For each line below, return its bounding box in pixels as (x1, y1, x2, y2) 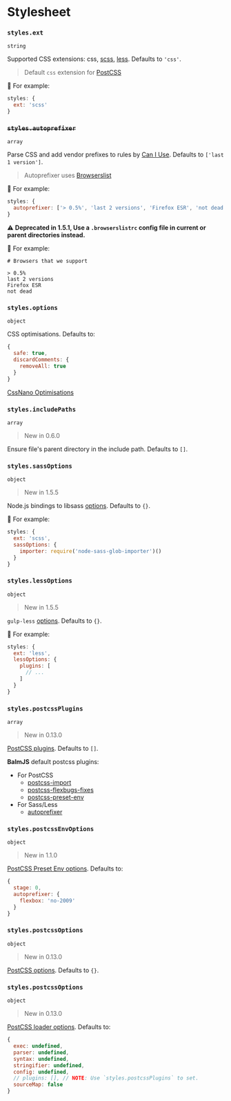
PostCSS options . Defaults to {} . (7, 966, 99, 974)
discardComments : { (13, 356, 70, 363)
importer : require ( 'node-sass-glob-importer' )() (19, 547, 162, 554)
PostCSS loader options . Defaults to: (7, 1023, 111, 1031)
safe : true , (13, 350, 48, 357)
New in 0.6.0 (23, 431, 61, 439)
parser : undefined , (13, 1049, 70, 1056)
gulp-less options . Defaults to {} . (7, 617, 102, 625)
